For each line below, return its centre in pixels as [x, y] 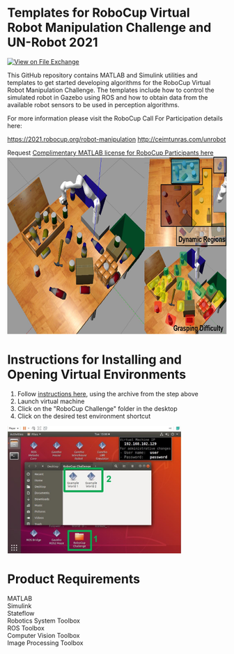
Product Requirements [74, 579]
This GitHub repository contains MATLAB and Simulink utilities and [103, 75]
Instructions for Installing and [95, 360]
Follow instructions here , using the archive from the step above [108, 394]
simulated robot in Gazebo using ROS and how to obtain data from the [108, 97]
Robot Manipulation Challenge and [109, 28]
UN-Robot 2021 [53, 42]
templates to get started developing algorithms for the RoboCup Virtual [109, 82]
